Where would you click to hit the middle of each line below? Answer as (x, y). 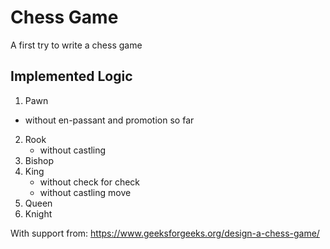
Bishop (39, 160)
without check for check (90, 182)
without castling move (85, 192)
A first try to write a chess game (76, 45)
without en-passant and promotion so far (109, 120)
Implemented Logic (71, 76)
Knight (38, 213)
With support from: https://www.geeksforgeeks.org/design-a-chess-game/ (165, 233)
